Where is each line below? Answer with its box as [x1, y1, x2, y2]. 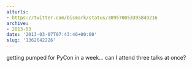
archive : [6, 20, 29, 26]
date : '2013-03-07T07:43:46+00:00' [6, 32, 98, 38]
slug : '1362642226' [6, 37, 56, 43]
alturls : [6, 9, 29, 15]
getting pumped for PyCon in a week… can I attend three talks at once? [6, 54, 186, 61]
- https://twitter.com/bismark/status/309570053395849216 [6, 15, 158, 21]
